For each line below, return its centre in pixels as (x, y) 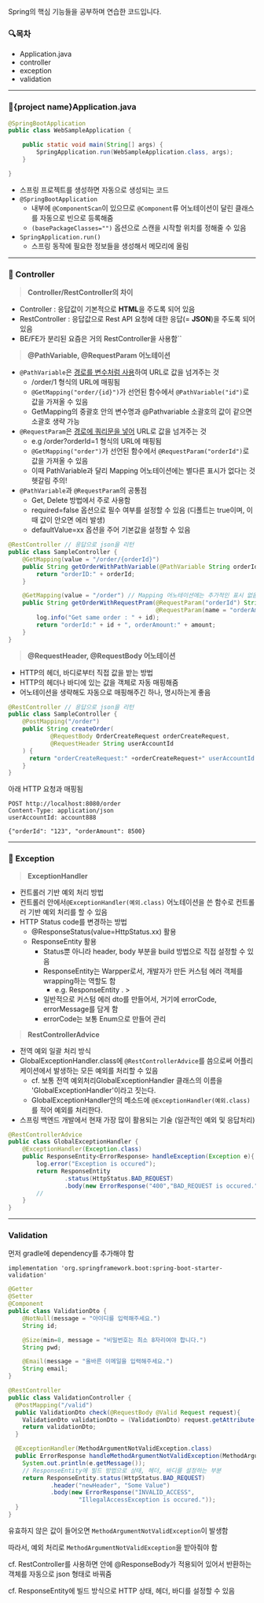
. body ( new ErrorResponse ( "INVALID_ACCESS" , (122, 1493)
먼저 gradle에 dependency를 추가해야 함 (71, 1253)
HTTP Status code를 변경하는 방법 (73, 921)
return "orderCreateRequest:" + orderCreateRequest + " (117, 758)
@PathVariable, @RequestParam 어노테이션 (99, 355)
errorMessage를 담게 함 (81, 1009)
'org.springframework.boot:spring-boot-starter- (142, 1268)
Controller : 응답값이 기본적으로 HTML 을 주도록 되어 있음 (107, 309)
